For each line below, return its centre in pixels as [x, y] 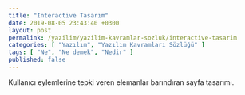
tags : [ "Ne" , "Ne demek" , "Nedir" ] [71, 52]
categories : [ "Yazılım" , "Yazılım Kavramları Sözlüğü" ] [107, 45]
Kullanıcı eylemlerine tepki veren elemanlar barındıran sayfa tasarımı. [121, 82]
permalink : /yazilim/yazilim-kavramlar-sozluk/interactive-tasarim [123, 38]
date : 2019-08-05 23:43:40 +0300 [64, 23]
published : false [37, 60]
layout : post [30, 30]
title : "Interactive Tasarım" [59, 15]
